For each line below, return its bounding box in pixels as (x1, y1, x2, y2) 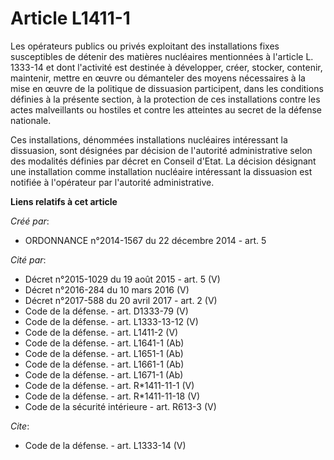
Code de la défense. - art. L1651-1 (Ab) (24, 347, 184, 359)
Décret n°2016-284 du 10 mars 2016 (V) (24, 283, 190, 296)
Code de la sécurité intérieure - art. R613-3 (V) (24, 400, 217, 412)
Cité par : (10, 253, 47, 266)
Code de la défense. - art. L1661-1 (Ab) (24, 358, 185, 370)
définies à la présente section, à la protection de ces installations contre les (10, 93, 321, 105)
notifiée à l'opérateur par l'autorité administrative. (10, 176, 215, 188)
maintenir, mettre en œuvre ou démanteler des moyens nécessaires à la (10, 72, 306, 84)
